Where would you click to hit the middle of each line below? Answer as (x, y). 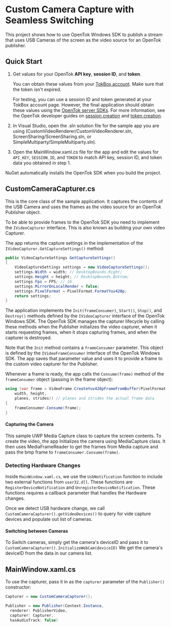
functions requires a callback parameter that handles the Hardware (76, 493)
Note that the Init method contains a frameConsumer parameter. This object (84, 348)
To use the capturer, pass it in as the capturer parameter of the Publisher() (85, 582)
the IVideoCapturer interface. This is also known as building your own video (85, 227)
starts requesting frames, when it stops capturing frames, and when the (81, 332)
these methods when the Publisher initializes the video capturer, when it (81, 327)
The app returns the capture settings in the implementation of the (74, 243)
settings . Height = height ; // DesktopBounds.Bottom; (72, 277)
